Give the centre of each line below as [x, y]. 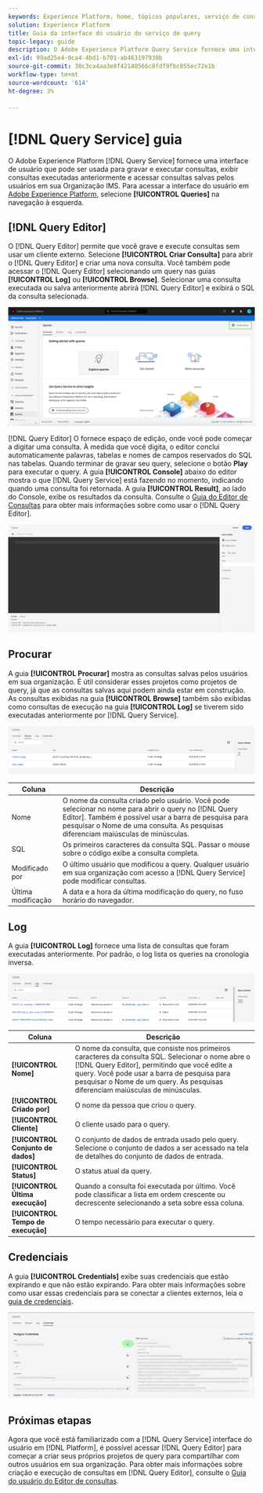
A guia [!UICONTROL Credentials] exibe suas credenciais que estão [119, 1276]
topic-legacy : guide [42, 42]
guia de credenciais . [41, 1301]
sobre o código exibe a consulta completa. [131, 853]
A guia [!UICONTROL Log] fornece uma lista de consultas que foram [119, 946]
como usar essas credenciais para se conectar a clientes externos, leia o [126, 1293]
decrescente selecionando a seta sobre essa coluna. [159, 1203]
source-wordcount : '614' [49, 82]
